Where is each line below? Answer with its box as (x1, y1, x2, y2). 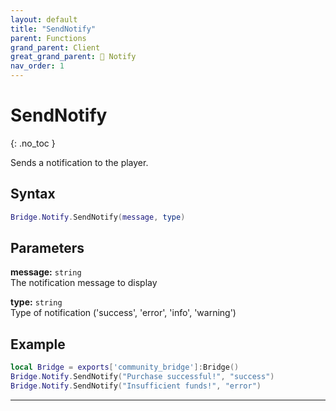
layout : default (10, 14, 78, 25)
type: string (10, 296, 63, 308)
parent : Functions (10, 33, 87, 43)
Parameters (10, 240, 85, 257)
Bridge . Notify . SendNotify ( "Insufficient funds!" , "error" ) (10, 381, 262, 391)
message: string (10, 266, 82, 278)
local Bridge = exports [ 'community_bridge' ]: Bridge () (10, 362, 240, 373)
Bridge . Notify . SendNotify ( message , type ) (10, 212, 186, 222)
